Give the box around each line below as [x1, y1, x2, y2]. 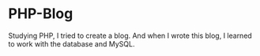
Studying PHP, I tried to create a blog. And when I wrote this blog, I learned [8, 31, 253, 40]
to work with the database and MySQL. [8, 39, 135, 48]
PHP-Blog [8, 5, 73, 23]
